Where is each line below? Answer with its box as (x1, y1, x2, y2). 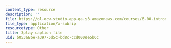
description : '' (5, 12, 40, 17)
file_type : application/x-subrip (5, 21, 76, 26)
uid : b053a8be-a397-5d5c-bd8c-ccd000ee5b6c (5, 35, 99, 40)
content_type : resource (5, 7, 56, 12)
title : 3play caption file (5, 30, 63, 35)
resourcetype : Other (5, 26, 49, 31)
